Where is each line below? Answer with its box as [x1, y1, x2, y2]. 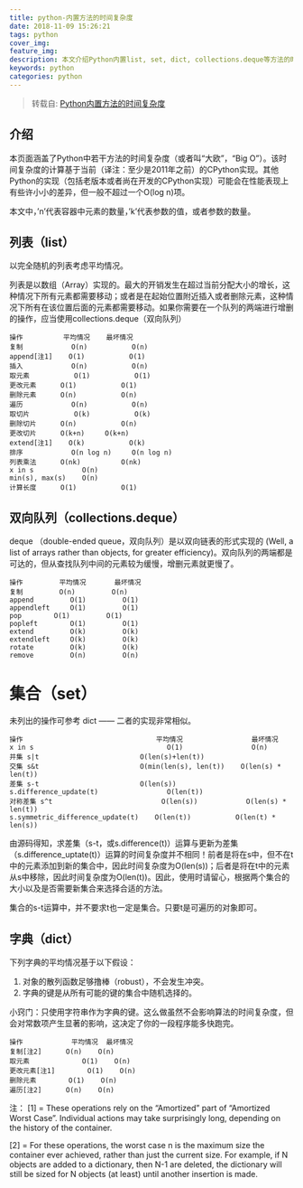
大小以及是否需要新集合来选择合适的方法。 [9, 883, 168, 894]
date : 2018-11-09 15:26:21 [9, 22, 111, 31]
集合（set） [9, 684, 97, 705]
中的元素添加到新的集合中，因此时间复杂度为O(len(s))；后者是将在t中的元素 [9, 860, 290, 872]
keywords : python [9, 64, 75, 73]
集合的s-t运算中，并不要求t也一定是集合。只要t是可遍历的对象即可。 [9, 903, 262, 913]
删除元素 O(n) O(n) [9, 390, 138, 400]
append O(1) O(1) [9, 595, 140, 605]
